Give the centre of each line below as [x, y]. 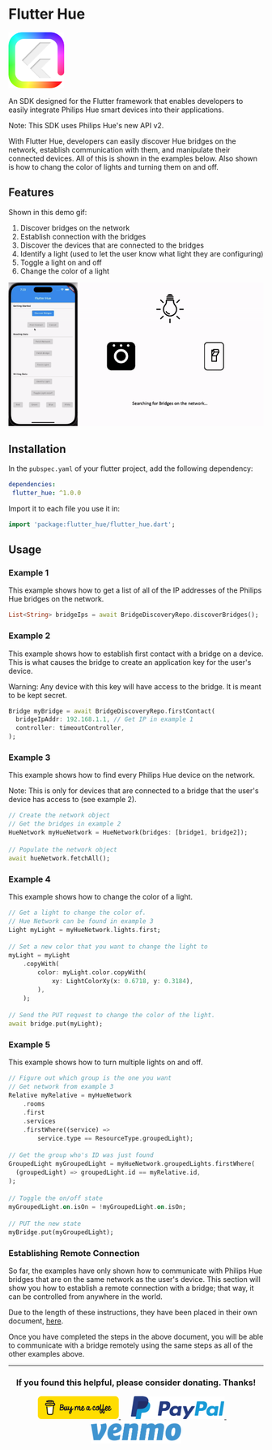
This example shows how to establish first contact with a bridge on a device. [136, 654]
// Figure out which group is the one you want [90, 1078]
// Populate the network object [63, 849]
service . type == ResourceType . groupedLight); [116, 1138]
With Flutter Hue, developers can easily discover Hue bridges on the [122, 141]
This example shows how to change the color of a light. [100, 896]
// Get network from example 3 [61, 1087]
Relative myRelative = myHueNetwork [70, 1096]
